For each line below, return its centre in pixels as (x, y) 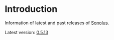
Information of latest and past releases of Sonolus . (57, 23)
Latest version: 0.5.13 (27, 32)
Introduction (31, 9)
